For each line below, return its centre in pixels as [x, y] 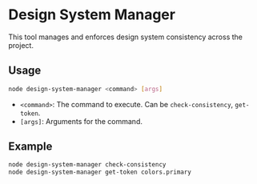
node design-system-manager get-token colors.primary [100, 172]
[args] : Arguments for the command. [81, 121]
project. [21, 45]
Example [30, 147]
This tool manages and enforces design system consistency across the [125, 37]
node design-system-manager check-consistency [87, 165]
